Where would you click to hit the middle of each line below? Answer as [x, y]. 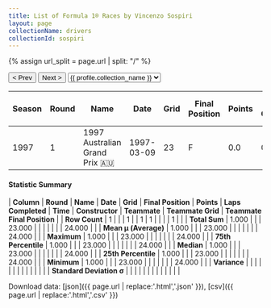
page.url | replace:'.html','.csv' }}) [63, 295]
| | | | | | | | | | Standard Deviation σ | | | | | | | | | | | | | [94, 271]
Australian [102, 143]
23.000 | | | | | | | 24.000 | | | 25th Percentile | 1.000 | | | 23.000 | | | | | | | [129, 254]
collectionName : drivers [50, 31]
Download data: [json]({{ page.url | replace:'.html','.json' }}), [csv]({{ [121, 286]
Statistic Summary [40, 184]
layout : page [30, 23]
